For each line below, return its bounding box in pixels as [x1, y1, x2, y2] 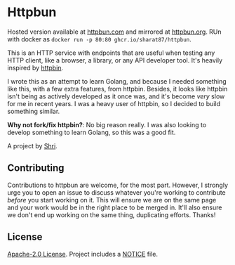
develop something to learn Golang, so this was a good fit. [7, 128, 176, 136]
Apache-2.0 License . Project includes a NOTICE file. [7, 250, 158, 258]
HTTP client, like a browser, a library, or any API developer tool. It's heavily [7, 56, 223, 64]
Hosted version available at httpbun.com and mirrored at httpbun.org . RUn [7, 27, 222, 36]
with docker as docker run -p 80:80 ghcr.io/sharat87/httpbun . [7, 34, 192, 43]
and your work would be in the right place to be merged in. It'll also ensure [7, 203, 222, 212]
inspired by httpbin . [7, 63, 64, 72]
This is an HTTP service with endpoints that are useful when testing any [7, 49, 215, 57]
